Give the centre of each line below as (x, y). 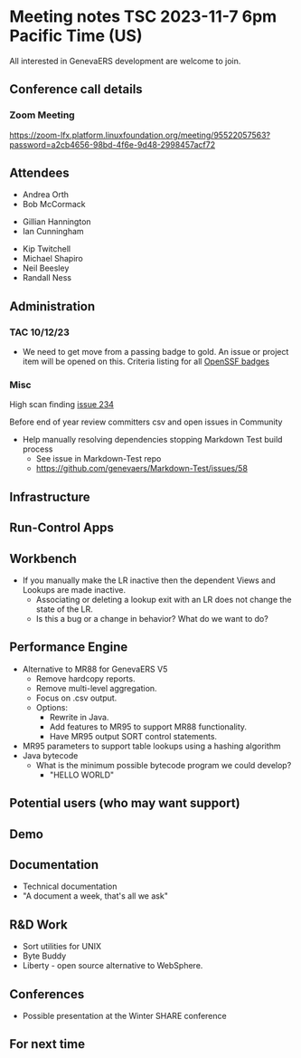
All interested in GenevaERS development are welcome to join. (125, 61)
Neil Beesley (46, 268)
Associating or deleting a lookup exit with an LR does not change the (164, 600)
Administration (52, 306)
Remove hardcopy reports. (85, 678)
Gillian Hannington (57, 222)
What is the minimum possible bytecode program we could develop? (164, 765)
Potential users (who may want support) (125, 803)
